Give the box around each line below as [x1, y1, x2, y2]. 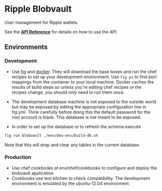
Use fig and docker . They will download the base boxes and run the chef [11, 69, 157, 74]
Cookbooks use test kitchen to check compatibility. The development [11, 175, 150, 181]
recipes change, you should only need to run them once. [11, 89, 125, 95]
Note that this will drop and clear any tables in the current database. [4, 142, 140, 148]
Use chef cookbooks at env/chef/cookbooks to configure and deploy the [11, 165, 157, 171]
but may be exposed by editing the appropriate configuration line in [11, 104, 146, 110]
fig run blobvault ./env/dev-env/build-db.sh [4, 133, 98, 138]
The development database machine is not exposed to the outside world [11, 99, 156, 104]
